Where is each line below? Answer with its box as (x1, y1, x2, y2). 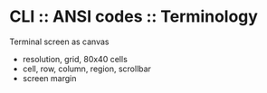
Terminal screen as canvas (9, 36, 110, 47)
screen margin (22, 72, 77, 83)
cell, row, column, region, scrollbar (22, 63, 152, 74)
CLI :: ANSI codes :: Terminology (9, 6, 258, 27)
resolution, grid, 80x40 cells (22, 53, 129, 64)
